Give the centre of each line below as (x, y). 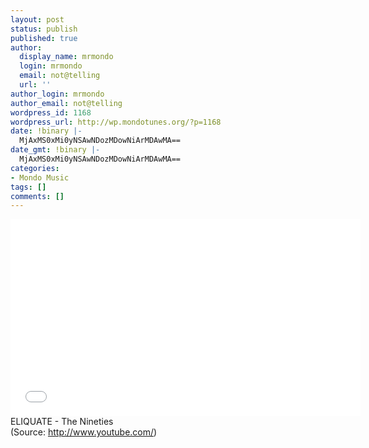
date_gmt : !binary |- (55, 150)
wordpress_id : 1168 (51, 112)
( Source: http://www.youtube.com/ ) (84, 432)
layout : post (37, 19)
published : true (44, 38)
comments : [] (37, 196)
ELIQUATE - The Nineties (62, 422)
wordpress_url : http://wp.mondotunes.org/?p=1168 (116, 122)
